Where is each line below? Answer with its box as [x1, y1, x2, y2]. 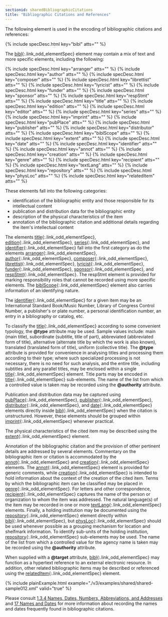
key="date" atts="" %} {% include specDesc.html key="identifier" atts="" [5, 140, 157, 146]
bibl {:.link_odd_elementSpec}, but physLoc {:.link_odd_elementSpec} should [5, 517, 161, 523]
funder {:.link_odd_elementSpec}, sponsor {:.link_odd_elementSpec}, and [5, 266, 154, 272]
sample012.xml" [5, 585, 39, 591]
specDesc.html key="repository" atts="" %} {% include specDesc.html [5, 167, 152, 173]
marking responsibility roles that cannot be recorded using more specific [5, 277, 155, 283]
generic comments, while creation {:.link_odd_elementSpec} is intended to [5, 470, 157, 476]
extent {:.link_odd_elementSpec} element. [5, 433, 90, 439]
